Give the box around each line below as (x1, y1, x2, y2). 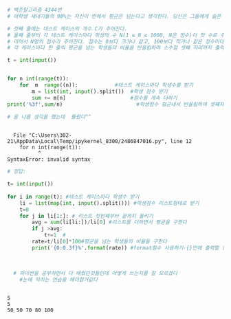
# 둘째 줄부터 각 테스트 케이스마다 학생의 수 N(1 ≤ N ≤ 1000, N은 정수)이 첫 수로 (7, 32, 218, 38)
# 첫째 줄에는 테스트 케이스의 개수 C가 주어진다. (7, 25, 128, 32)
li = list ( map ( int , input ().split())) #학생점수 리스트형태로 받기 (19, 199, 199, 206)
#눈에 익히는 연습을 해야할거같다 (19, 276, 98, 283)
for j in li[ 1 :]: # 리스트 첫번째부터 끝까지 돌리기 (19, 212, 153, 219)
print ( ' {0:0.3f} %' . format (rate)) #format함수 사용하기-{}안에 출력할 (32, 244, 219, 251)
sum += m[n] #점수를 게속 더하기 (32, 94, 177, 101)
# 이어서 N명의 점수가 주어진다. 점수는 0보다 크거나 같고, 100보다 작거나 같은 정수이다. (7, 38, 228, 45)
